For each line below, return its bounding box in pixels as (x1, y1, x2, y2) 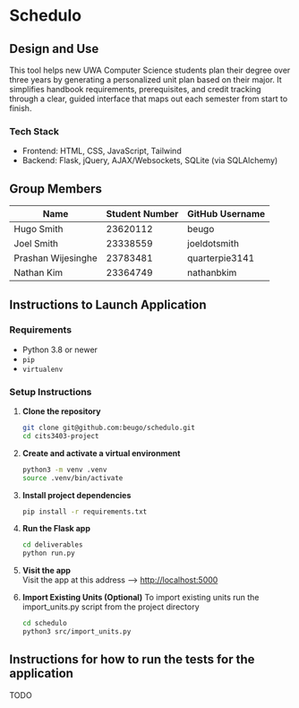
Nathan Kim (13, 266, 64, 279)
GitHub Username (187, 208, 266, 220)
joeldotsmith (187, 237, 240, 250)
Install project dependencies (21, 489, 132, 500)
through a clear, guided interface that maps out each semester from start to (9, 93, 288, 104)
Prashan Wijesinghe (13, 252, 98, 264)
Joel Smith (13, 237, 59, 250)
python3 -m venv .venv (21, 465, 107, 474)
